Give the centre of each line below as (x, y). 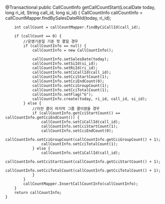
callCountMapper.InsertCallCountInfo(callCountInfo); (81, 184)
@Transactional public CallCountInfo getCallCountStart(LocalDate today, (80, 7)
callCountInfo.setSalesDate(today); (70, 59)
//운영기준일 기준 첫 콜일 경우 (51, 41)
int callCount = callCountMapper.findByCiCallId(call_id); (77, 27)
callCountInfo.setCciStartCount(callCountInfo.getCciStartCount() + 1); (83, 162)
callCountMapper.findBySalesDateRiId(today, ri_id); (58, 18)
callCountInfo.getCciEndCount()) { (43, 118)
